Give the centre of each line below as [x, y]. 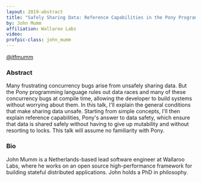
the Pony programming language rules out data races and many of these [96, 92]
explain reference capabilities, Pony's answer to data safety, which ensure [98, 118]
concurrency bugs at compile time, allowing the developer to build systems [99, 99]
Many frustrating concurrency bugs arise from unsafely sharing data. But [97, 86]
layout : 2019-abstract [35, 12]
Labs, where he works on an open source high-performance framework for [99, 166]
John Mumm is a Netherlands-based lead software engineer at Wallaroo [96, 159]
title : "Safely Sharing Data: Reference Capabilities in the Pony [91, 17]
